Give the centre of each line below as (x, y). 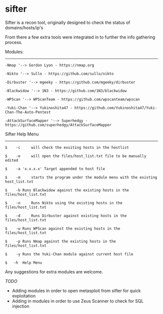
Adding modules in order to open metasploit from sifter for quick (76, 291)
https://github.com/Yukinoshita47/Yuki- (116, 108)
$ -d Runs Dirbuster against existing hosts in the (66, 216)
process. (14, 42)
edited (12, 160)
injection (21, 306)
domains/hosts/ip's (24, 27)
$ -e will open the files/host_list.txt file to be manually (76, 156)
